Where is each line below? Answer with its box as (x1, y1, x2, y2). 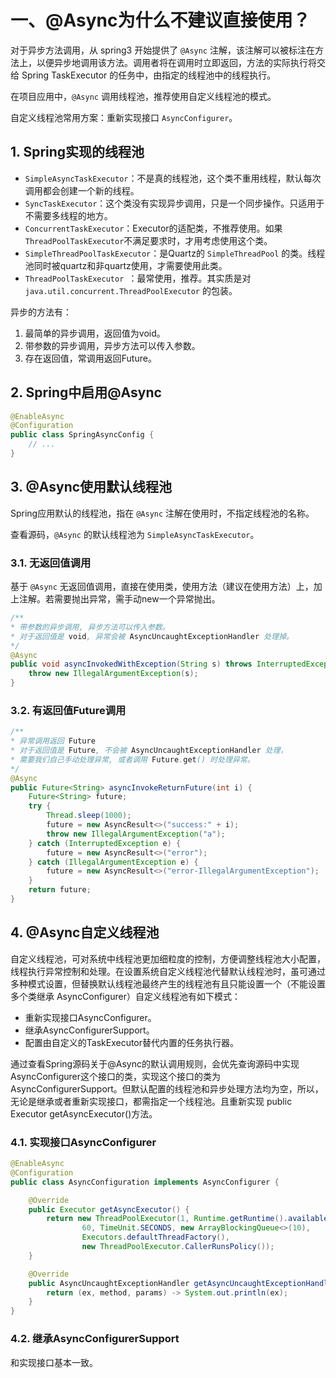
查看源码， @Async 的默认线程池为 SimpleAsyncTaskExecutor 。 (10, 528, 260, 540)
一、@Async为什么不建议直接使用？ (10, 9, 311, 32)
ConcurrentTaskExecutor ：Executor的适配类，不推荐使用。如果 (24, 222, 283, 234)
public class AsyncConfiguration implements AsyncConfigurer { (10, 1177, 280, 1187)
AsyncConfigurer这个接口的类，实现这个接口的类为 (10, 1070, 221, 1082)
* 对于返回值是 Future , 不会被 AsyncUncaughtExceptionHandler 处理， (10, 746, 288, 756)
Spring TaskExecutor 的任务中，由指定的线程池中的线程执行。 (21, 69, 277, 81)
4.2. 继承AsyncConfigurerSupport (10, 1332, 180, 1346)
